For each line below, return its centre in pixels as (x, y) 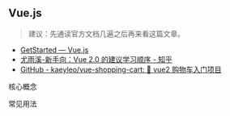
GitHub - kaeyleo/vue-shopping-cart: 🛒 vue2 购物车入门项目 (121, 69)
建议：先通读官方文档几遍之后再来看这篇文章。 (106, 33)
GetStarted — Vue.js (54, 50)
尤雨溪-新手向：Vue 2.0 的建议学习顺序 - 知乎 (96, 59)
